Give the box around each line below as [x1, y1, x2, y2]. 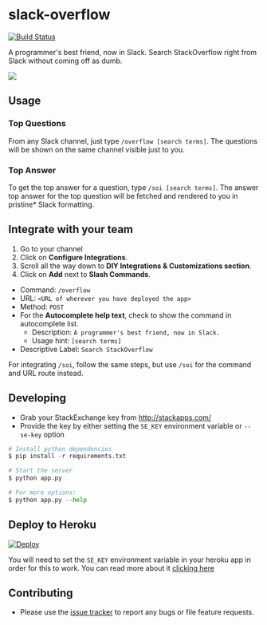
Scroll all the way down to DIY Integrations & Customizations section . [19, 261, 252, 271]
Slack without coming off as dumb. [8, 56, 123, 65]
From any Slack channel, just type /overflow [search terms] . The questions [8, 136, 257, 145]
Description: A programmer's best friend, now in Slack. [31, 327, 221, 337]
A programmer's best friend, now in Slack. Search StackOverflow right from [8, 47, 257, 57]
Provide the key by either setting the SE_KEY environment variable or [19, 421, 242, 430]
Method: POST [19, 302, 65, 311]
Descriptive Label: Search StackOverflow [19, 344, 153, 354]
